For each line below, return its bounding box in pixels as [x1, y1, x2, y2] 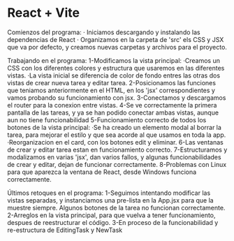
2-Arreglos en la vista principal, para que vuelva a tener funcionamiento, [7, 211, 216, 219]
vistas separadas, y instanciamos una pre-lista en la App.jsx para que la [7, 196, 214, 204]
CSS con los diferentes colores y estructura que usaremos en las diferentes [7, 64, 225, 72]
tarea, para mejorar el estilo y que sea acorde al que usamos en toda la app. [7, 131, 226, 139]
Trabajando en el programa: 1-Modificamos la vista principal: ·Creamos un [7, 56, 220, 64]
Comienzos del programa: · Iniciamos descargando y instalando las [7, 28, 200, 36]
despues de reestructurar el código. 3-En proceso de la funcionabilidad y [7, 218, 219, 226]
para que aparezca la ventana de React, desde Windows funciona [7, 168, 197, 176]
